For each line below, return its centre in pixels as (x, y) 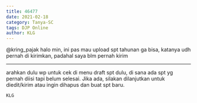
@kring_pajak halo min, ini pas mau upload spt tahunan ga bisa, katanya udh (98, 49)
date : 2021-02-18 (27, 17)
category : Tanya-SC (30, 22)
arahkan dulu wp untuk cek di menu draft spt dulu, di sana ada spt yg (90, 73)
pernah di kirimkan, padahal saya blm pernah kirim (67, 56)
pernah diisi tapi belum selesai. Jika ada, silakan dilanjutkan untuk (86, 79)
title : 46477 (22, 11)
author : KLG (21, 33)
